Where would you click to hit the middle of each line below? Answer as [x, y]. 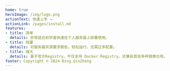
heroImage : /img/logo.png [32, 14]
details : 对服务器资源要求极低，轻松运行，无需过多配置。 [63, 47]
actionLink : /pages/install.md [38, 24]
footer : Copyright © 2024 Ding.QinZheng [49, 61]
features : [16, 28]
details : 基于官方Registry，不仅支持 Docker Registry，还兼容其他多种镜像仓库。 [89, 56]
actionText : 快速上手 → [29, 19]
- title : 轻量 [19, 42]
